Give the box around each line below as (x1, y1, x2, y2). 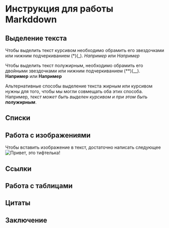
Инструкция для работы (5, 3, 114, 15)
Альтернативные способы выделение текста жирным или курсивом (5, 83, 153, 89)
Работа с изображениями (5, 131, 91, 140)
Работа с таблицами (5, 181, 73, 190)
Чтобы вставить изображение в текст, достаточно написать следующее (5, 145, 161, 151)
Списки (5, 114, 31, 122)
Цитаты (5, 199, 31, 207)
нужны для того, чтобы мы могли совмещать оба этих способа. (5, 88, 143, 94)
